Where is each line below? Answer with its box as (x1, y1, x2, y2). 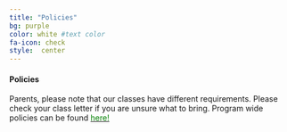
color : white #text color (9, 29, 105, 38)
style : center (9, 46, 66, 55)
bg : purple (9, 21, 50, 30)
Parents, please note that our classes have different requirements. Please (9, 94, 278, 104)
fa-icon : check (9, 37, 66, 47)
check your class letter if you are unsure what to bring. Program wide (9, 103, 264, 114)
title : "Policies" (9, 12, 78, 22)
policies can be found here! (9, 112, 110, 123)
